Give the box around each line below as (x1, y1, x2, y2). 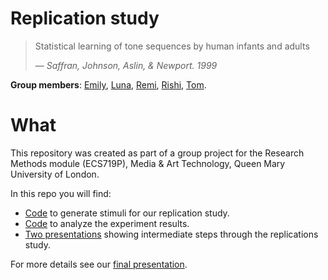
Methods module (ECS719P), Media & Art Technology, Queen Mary (10, 157, 286, 169)
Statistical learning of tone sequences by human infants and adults (34, 40, 310, 52)
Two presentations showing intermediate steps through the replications (24, 228, 319, 240)
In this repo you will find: (10, 187, 112, 199)
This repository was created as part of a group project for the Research (10, 147, 305, 159)
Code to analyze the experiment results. (24, 217, 190, 229)
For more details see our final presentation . (10, 258, 188, 270)
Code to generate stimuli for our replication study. (24, 207, 230, 219)
